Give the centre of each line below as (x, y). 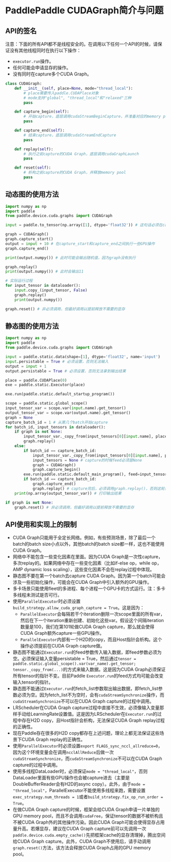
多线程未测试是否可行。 (37, 595)
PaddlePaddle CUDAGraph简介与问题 (84, 10)
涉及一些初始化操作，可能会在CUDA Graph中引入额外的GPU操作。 (82, 582)
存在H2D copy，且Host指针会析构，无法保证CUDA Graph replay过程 (93, 720)
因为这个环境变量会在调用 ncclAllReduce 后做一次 (63, 752)
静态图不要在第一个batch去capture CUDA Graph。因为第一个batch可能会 (89, 576)
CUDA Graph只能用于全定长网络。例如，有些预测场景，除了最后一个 (84, 537)
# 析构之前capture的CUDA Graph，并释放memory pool (75, 173)
